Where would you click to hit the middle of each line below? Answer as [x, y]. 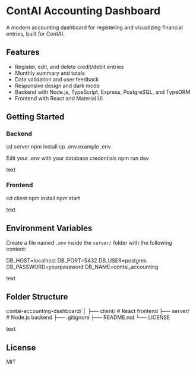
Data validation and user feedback [57, 79]
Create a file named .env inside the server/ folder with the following [89, 242]
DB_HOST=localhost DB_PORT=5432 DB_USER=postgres [76, 260]
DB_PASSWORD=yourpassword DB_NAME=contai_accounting [82, 267]
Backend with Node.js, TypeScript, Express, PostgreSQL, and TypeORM [102, 92]
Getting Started [35, 117]
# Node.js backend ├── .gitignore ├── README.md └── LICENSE [88, 317]
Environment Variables [49, 228]
